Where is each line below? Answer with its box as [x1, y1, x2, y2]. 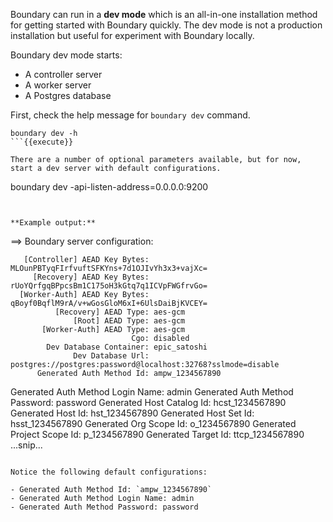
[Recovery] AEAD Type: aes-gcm [54, 307, 186, 317]
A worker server [24, 79, 92, 91]
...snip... [10, 439, 43, 451]
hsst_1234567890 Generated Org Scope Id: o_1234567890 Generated [10, 418, 297, 429]
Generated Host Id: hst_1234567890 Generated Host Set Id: [10, 407, 255, 419]
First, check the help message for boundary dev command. [10, 109, 251, 121]
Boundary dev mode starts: [10, 49, 123, 61]
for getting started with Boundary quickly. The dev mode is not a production [10, 19, 323, 31]
